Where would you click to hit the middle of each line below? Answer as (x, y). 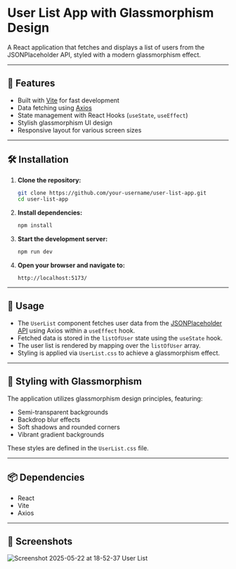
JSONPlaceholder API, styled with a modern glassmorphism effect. (104, 55)
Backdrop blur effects (49, 420)
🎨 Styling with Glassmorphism (75, 381)
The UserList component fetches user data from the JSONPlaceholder (120, 323)
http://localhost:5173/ (52, 279)
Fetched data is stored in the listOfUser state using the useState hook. (120, 337)
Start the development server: (63, 239)
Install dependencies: (50, 213)
